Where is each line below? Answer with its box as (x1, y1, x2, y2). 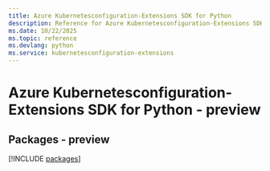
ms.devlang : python (8, 42, 74, 50)
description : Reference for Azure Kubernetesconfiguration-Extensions (8, 19, 250, 27)
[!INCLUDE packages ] (8, 154, 81, 163)
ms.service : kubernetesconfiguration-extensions (8, 49, 174, 57)
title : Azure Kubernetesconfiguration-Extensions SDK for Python (8, 11, 231, 20)
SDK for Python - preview (87, 101, 261, 119)
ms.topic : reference (8, 34, 78, 43)
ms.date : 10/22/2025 (8, 26, 78, 35)
